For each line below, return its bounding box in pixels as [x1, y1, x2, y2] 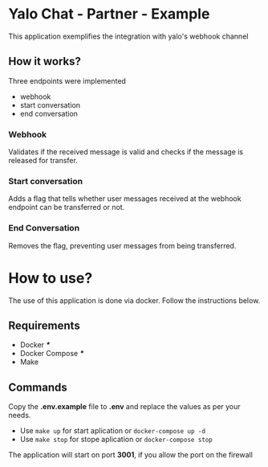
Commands [8, 380, 68, 394]
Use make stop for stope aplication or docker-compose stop [19, 435, 213, 444]
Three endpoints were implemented [8, 76, 127, 85]
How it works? [8, 55, 82, 68]
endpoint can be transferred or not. [8, 203, 125, 212]
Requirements [8, 318, 80, 332]
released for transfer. [8, 156, 78, 166]
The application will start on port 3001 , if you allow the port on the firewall [8, 450, 253, 460]
